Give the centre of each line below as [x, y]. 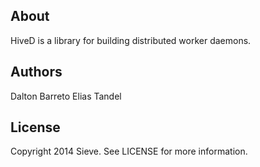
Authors [36, 72]
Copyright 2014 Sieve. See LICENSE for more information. [129, 151]
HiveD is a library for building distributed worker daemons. [131, 40]
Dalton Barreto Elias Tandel [66, 96]
